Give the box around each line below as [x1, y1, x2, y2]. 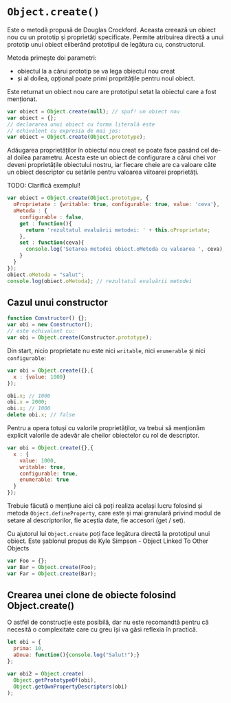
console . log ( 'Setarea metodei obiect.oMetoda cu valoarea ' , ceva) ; [25, 246, 226, 253]
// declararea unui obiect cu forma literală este [7, 121, 155, 128]
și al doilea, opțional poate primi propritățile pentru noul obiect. [16, 74, 195, 82]
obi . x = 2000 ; [7, 399, 48, 405]
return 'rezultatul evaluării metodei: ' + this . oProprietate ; [25, 226, 211, 234]
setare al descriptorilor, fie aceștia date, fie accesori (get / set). [7, 516, 186, 524]
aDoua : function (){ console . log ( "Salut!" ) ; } [13, 651, 140, 658]
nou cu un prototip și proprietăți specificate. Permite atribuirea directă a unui [7, 33, 224, 41]
